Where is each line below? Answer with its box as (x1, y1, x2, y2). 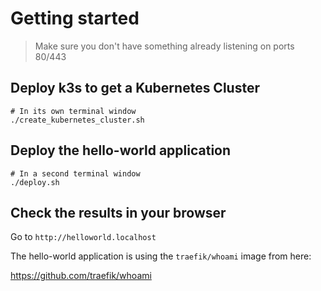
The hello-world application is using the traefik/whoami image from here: (10, 250, 312, 262)
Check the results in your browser (10, 204, 227, 221)
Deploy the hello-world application (10, 142, 232, 159)
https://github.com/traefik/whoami (10, 270, 152, 282)
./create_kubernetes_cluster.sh (10, 115, 145, 125)
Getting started (10, 7, 140, 30)
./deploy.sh (10, 177, 60, 187)
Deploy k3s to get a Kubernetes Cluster (10, 80, 260, 97)
